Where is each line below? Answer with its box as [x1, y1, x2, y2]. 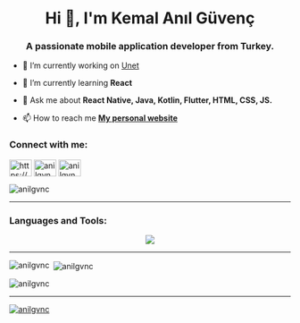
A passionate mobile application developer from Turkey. [25, 40, 275, 53]
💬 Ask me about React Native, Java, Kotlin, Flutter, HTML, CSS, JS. [21, 95, 272, 106]
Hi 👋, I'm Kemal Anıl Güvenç [45, 8, 255, 29]
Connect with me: [9, 139, 88, 151]
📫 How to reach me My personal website [21, 113, 179, 123]
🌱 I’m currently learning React [21, 78, 132, 89]
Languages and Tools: [9, 214, 107, 226]
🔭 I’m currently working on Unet [21, 60, 140, 71]
